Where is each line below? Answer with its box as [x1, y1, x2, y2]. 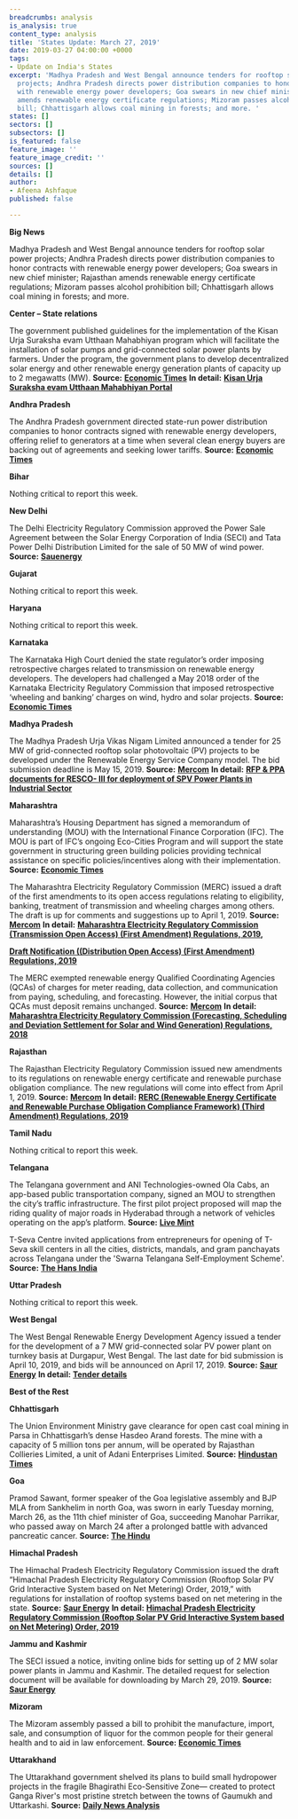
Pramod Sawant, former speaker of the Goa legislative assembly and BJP [9, 1492, 278, 1503]
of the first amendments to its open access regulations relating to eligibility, [9, 891, 284, 902]
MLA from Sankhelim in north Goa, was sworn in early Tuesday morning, [9, 1501, 274, 1513]
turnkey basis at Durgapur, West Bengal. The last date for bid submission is [9, 1350, 284, 1360]
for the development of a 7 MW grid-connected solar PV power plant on [9, 1341, 272, 1351]
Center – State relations [9, 308, 98, 319]
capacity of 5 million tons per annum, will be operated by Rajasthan [9, 1439, 255, 1450]
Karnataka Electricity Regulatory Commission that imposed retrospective [9, 682, 275, 693]
